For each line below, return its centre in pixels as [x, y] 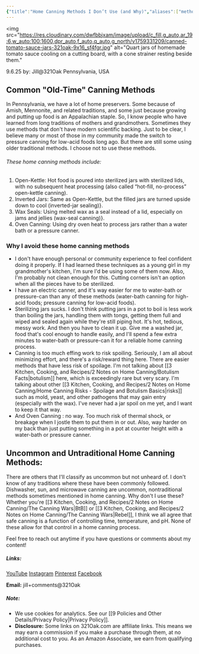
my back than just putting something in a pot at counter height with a [99, 428]
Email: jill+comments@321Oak [44, 585]
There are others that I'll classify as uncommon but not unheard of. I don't [96, 476]
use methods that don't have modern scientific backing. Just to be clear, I [96, 129]
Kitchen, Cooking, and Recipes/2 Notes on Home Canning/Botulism [97, 372]
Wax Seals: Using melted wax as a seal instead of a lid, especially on [98, 211]
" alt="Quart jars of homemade [147, 47]
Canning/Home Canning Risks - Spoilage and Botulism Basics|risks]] [98, 391]
